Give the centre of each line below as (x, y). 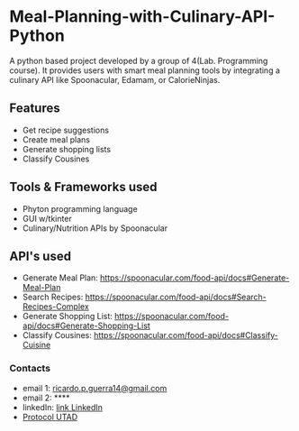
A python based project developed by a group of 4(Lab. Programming (139, 60)
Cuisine (36, 345)
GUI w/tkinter (47, 218)
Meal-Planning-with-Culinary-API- (142, 17)
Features (35, 109)
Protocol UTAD (50, 417)
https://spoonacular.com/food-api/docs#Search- (176, 297)
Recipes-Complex (56, 307)
